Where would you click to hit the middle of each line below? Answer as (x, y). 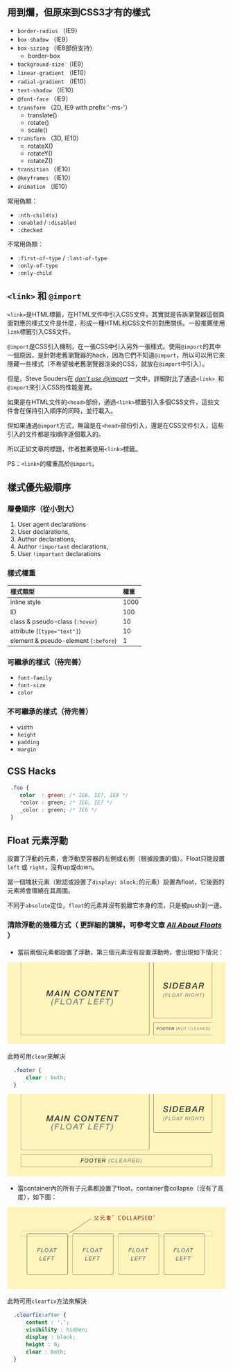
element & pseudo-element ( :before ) (63, 641)
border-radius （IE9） (49, 31)
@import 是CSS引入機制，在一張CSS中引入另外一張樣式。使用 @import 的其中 (114, 346)
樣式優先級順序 (39, 488)
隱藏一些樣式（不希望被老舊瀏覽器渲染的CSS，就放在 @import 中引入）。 (108, 364)
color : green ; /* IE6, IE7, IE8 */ (74, 796)
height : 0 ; (43, 1344)
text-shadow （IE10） (47, 90)
